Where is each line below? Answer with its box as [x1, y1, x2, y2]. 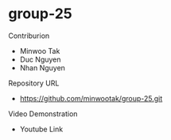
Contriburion [8, 31, 50, 40]
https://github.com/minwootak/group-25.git [19, 93, 163, 103]
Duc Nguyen [19, 55, 61, 64]
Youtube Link [19, 124, 64, 134]
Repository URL [8, 78, 60, 88]
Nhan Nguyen [19, 62, 66, 72]
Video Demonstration [8, 108, 78, 119]
